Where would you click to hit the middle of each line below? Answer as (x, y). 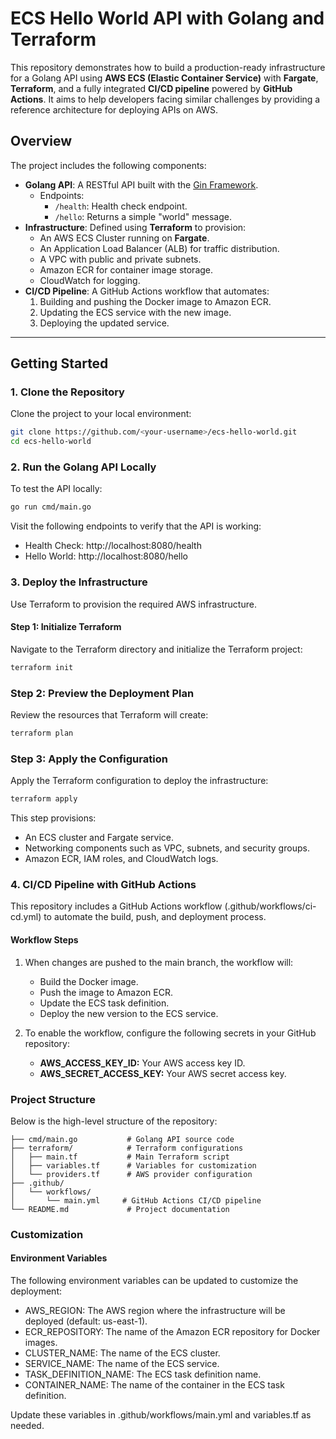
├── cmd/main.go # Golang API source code (122, 1139)
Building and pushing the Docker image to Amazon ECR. (155, 301)
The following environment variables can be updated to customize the (154, 1280)
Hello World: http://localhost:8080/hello (106, 556)
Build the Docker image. (89, 981)
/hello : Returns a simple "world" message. (143, 216)
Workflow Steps (44, 939)
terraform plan (42, 733)
